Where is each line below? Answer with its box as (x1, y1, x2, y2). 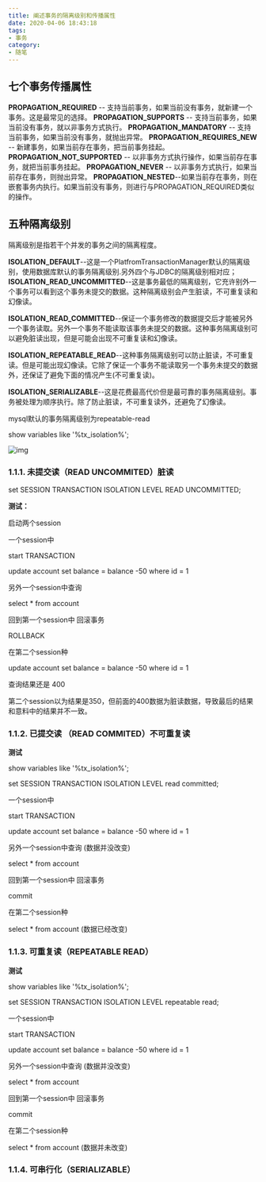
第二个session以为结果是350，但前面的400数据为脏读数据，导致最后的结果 (8, 696, 253, 705)
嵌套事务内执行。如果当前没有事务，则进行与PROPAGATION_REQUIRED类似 (8, 182, 255, 191)
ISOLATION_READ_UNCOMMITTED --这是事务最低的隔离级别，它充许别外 (8, 276, 250, 286)
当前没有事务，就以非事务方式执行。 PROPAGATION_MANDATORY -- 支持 (8, 122, 252, 132)
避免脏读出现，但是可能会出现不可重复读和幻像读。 (14, 333, 182, 342)
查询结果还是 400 (8, 679, 66, 689)
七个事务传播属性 (8, 80, 92, 94)
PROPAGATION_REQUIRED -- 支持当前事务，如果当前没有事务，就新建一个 (8, 102, 253, 112)
